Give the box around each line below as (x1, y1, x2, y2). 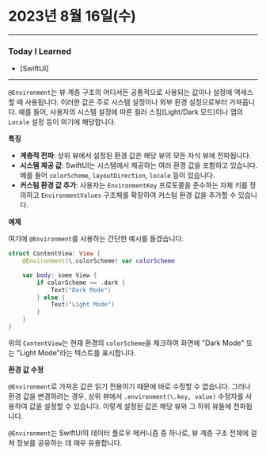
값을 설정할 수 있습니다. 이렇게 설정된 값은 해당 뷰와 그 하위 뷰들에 (28, 401, 232, 411)
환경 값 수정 (8, 365, 44, 374)
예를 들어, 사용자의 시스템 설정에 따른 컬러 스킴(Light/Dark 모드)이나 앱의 (18, 108, 244, 117)
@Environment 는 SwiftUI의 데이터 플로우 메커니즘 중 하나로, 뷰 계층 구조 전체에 (8, 428, 249, 438)
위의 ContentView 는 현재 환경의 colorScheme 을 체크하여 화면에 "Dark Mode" (8, 338, 245, 347)
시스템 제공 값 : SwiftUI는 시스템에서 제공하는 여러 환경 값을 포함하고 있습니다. (19, 161, 258, 170)
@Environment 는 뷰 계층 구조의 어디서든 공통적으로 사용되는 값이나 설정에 (8, 88, 233, 97)
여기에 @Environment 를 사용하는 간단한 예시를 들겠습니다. (8, 234, 184, 244)
